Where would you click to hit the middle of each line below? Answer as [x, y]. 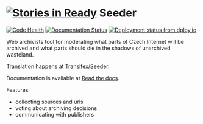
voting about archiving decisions [56, 108]
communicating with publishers [55, 114]
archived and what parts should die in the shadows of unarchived [88, 48]
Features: [18, 90]
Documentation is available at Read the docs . [63, 78]
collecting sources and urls [49, 102]
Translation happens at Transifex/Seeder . [58, 66]
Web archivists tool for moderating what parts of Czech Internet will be [95, 41]
